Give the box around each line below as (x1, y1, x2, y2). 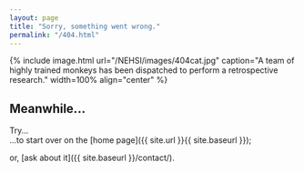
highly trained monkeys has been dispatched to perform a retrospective (9, 65, 279, 76)
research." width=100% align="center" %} (9, 75, 168, 86)
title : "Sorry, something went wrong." (9, 22, 161, 31)
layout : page (9, 13, 59, 23)
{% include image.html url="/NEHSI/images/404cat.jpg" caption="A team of (9, 56, 295, 66)
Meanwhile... (9, 101, 86, 116)
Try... (9, 125, 29, 137)
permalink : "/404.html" (9, 30, 100, 39)
